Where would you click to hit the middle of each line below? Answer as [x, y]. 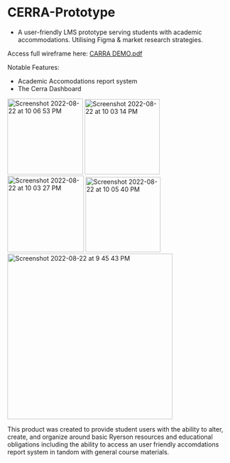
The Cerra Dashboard [49, 88]
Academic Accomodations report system [77, 81]
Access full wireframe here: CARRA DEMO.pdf [75, 53]
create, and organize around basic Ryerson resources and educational [110, 437]
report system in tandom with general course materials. [88, 452]
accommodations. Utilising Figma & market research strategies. [110, 39]
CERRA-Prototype [61, 12]
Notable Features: [33, 67]
